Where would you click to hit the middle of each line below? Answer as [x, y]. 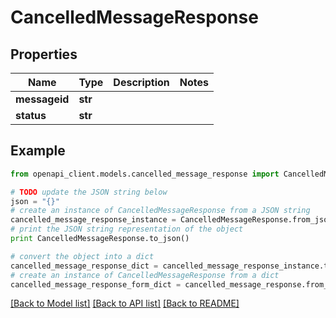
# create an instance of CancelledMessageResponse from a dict [145, 275]
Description [141, 82]
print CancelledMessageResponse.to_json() [100, 239]
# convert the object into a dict [82, 256]
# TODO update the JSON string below [89, 192]
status [31, 115]
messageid [42, 99]
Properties [44, 54]
